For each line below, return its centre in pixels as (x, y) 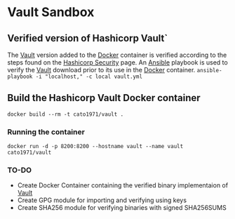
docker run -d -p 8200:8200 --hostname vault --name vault (95, 147)
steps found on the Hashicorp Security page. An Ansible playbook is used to (117, 62)
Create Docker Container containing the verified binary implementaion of (123, 185)
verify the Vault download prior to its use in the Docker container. (101, 70)
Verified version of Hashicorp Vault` (88, 38)
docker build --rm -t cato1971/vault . (66, 114)
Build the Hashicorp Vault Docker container (104, 98)
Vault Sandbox (51, 12)
